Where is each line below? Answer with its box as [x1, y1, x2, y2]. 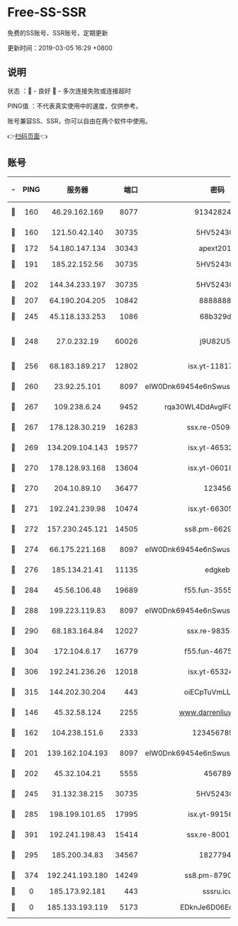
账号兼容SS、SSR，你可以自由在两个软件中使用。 [7, 116, 152, 125]
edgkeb [205, 565, 230, 575]
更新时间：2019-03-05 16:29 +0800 [7, 43, 113, 52]
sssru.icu [202, 886, 233, 896]
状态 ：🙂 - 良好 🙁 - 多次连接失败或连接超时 [7, 86, 131, 95]
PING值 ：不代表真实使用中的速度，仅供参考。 [7, 101, 142, 110]
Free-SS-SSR [7, 4, 86, 21]
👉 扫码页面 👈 [7, 132, 48, 140]
